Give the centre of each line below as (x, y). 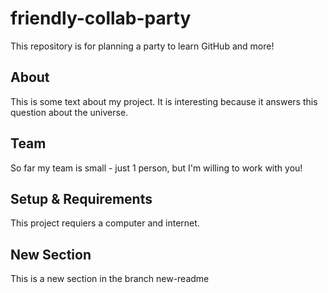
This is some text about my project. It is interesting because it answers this (164, 101)
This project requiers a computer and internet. (105, 223)
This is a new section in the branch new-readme (110, 279)
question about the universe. (69, 112)
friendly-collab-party (101, 18)
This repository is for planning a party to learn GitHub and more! (142, 46)
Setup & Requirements (81, 198)
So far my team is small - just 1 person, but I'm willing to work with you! (156, 168)
